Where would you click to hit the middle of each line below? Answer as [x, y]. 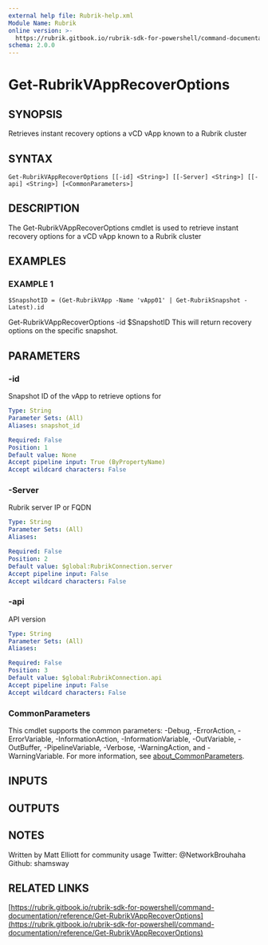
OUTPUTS [34, 808]
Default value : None [43, 455]
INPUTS [28, 781]
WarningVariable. [37, 756]
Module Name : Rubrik [43, 23]
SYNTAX [31, 159]
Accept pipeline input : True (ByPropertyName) [87, 463]
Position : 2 [28, 559]
